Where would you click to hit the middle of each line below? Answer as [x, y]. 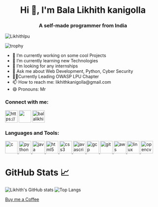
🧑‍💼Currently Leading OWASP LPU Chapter [56, 77]
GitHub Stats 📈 [37, 173]
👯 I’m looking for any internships [45, 66]
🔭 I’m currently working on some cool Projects [59, 55]
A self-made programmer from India [83, 26]
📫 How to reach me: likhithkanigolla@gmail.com [61, 82]
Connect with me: [27, 102]
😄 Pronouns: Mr [29, 89]
